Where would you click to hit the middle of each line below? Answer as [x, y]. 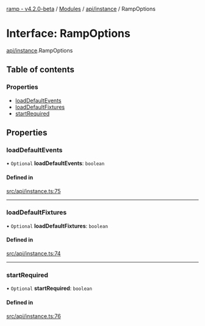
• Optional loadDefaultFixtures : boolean [57, 226]
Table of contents [40, 70]
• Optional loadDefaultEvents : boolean [56, 163]
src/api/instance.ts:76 [34, 316]
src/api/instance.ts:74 [34, 254]
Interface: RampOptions [68, 34]
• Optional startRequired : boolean [49, 288]
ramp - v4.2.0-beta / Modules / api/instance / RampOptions [81, 9]
